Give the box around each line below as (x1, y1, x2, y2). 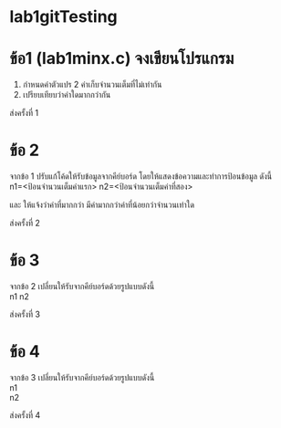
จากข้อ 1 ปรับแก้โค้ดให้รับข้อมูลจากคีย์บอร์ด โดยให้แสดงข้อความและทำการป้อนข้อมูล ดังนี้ (9, 171, 273, 182)
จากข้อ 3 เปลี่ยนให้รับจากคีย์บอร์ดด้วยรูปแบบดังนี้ (9, 371, 155, 382)
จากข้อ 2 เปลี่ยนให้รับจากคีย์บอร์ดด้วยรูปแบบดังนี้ (9, 281, 155, 291)
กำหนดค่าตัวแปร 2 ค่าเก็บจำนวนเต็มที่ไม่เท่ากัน (22, 79, 162, 90)
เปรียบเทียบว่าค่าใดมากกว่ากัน (22, 89, 111, 100)
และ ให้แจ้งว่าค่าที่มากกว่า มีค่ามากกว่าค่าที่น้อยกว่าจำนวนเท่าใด (9, 199, 194, 211)
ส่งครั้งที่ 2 (9, 217, 41, 229)
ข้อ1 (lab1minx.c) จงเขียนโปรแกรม (9, 48, 234, 69)
